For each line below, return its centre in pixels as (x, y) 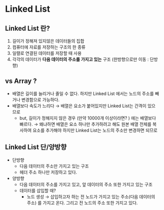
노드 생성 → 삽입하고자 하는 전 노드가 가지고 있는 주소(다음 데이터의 (91, 196)
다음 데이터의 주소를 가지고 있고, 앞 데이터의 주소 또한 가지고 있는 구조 (86, 184)
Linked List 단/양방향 (36, 147)
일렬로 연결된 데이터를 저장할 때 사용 (47, 53)
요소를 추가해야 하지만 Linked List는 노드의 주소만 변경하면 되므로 (95, 130)
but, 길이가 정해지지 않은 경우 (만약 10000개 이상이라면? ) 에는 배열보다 (88, 118)
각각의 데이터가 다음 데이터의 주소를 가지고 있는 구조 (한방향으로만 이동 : (81, 59)
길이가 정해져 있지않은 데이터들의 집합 (48, 41)
